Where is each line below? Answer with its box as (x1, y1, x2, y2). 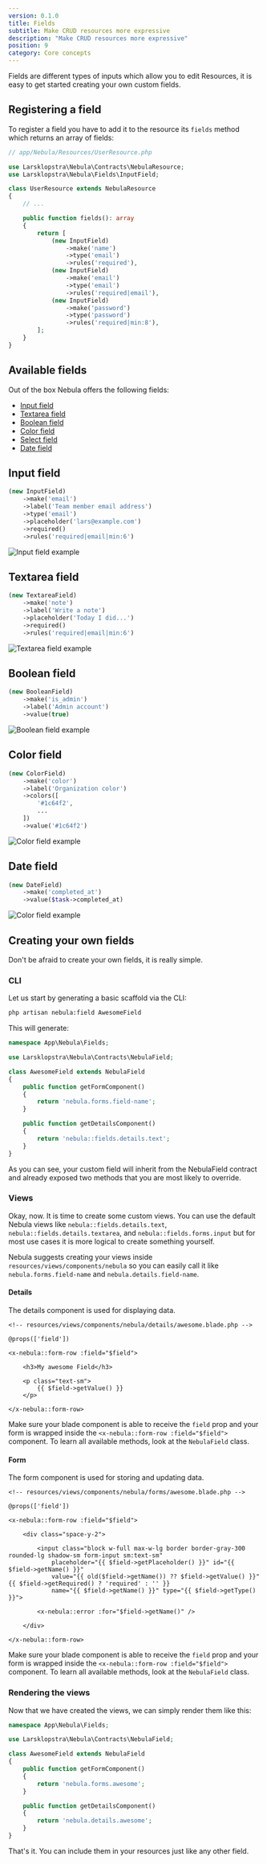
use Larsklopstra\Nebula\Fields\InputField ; (8, 170, 160, 178)
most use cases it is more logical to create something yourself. (8, 1237, 215, 1246)
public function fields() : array (22, 215, 135, 223)
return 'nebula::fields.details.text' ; (37, 1134, 171, 1143)
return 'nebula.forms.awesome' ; (37, 1780, 146, 1788)
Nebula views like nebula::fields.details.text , (8, 1219, 168, 1229)
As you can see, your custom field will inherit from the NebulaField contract (8, 1164, 258, 1174)
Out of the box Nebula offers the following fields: (8, 385, 170, 394)
